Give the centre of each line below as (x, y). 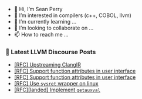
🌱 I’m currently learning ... (45, 22)
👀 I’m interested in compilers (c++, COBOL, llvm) (72, 15)
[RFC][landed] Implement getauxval (57, 90)
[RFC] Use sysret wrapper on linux (56, 84)
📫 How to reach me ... (41, 34)
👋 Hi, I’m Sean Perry (38, 9)
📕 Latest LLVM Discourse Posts (51, 52)
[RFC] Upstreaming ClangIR (48, 65)
